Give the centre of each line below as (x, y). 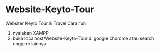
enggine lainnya (29, 43)
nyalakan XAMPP (31, 33)
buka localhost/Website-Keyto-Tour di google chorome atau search (83, 38)
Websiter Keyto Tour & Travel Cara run (46, 23)
